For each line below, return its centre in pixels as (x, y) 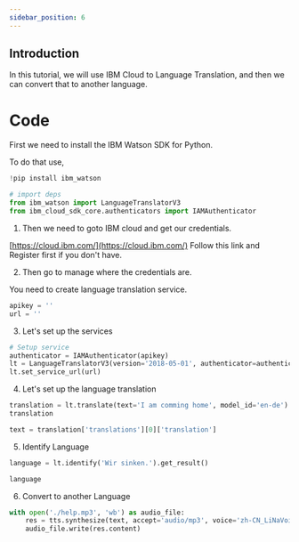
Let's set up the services (67, 331)
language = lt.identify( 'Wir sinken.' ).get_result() (109, 463)
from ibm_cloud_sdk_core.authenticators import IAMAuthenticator (133, 211)
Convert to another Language (76, 496)
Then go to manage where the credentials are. (107, 271)
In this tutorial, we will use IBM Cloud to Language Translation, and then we (147, 75)
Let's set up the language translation (89, 389)
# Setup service (39, 347)
